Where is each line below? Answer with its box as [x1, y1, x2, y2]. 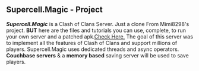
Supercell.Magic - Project [6, 5, 103, 15]
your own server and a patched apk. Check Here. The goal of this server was [6, 33, 193, 40]
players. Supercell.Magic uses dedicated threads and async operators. [6, 46, 179, 53]
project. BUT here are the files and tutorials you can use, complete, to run [6, 27, 186, 34]
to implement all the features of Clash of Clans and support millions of [6, 39, 178, 46]
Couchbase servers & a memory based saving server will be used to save [6, 51, 189, 59]
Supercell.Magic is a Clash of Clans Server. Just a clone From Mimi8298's [6, 20, 189, 27]
